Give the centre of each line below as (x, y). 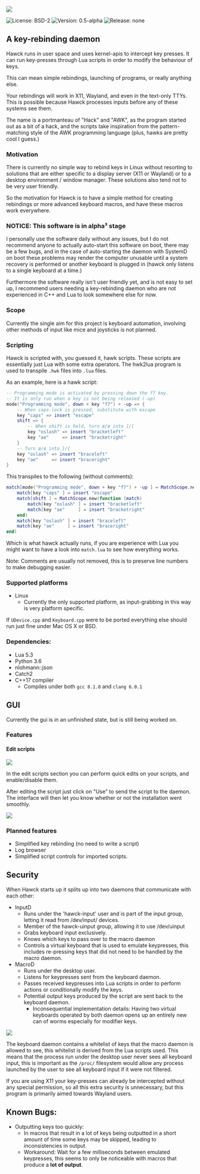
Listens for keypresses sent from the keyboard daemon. (92, 977)
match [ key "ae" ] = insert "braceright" (73, 526)
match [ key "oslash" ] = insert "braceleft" (72, 521)
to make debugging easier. (39, 567)
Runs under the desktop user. (60, 970)
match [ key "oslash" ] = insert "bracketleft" (85, 504)
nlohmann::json (34, 667)
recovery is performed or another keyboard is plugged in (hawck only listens (100, 264)
